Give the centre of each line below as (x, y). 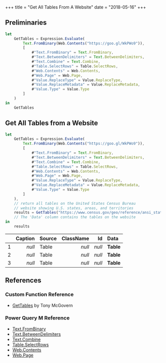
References (23, 281)
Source (48, 238)
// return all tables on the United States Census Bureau (75, 203)
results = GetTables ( (36, 213)
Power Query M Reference (38, 318)
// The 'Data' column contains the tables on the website (75, 217)
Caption (25, 238)
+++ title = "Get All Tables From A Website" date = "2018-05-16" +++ (76, 7)
